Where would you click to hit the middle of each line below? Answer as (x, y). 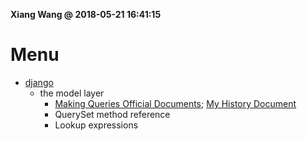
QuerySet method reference (112, 114)
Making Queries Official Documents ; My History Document (175, 103)
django (39, 82)
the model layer (72, 93)
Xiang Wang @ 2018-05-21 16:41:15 (86, 14)
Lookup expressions (96, 125)
